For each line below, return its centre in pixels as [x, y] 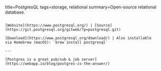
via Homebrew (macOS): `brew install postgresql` [57, 42]
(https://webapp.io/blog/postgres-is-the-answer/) [58, 64]
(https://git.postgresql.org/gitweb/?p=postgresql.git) [63, 30]
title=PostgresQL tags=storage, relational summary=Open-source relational [81, 7]
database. [15, 12]
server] [89, 59]
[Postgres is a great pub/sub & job [42, 59]
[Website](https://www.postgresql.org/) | [49, 25]
